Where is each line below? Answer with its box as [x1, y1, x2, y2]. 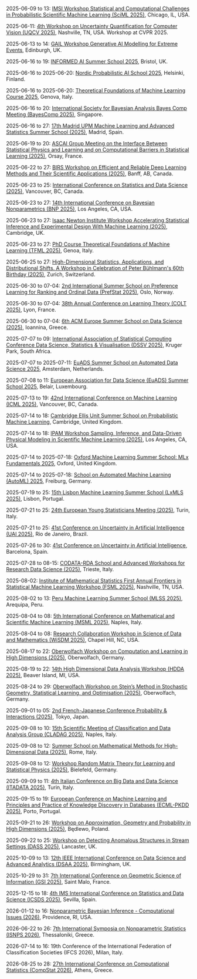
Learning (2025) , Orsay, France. [6, 152, 84, 159]
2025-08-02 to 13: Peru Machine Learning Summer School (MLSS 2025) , [6, 595, 183, 602]
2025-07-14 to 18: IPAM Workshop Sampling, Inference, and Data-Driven [6, 429, 182, 437]
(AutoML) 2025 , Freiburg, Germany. [6, 478, 92, 484]
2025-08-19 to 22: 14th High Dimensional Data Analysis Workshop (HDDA [6, 665, 185, 672]
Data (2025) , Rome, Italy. [37, 748, 98, 755]
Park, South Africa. [6, 348, 52, 355]
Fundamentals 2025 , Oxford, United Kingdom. [6, 460, 117, 467]
